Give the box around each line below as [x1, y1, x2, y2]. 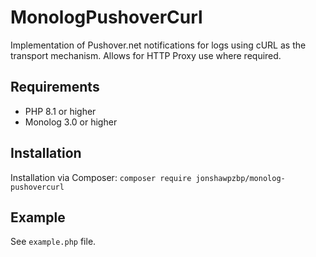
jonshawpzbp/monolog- [195, 173, 286, 183]
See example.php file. [10, 236, 97, 248]
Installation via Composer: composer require [10, 171, 192, 183]
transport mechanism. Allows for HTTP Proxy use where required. [10, 49, 282, 61]
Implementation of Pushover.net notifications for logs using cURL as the [10, 39, 307, 51]
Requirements [10, 79, 100, 96]
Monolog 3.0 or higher [24, 116, 118, 128]
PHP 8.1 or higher [24, 105, 97, 117]
